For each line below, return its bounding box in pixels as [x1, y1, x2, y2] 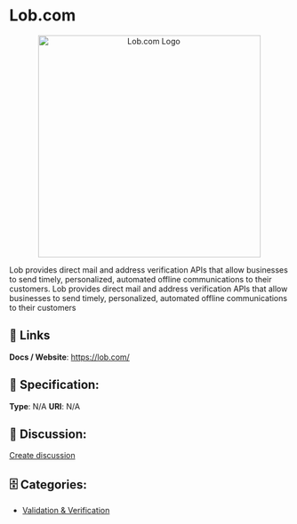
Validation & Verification [21, 505, 110, 516]
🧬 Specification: [9, 377, 100, 393]
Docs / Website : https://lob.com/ [9, 352, 131, 362]
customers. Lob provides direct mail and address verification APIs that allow [9, 283, 288, 294]
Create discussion [9, 450, 76, 461]
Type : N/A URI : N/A [9, 401, 81, 411]
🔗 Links [9, 328, 51, 343]
